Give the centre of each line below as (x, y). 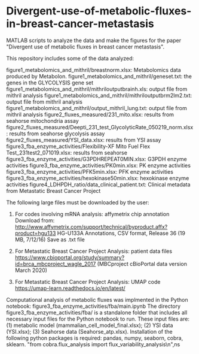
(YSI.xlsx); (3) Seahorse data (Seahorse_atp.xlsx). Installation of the (89, 331)
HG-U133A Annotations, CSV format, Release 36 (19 (121, 233)
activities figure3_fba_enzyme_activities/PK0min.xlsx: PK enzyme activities (99, 165)
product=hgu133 (35, 233)
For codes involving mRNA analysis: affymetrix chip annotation (92, 214)
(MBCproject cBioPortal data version (142, 264)
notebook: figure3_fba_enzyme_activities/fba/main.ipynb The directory (94, 306)
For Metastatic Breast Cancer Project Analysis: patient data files (93, 251)
